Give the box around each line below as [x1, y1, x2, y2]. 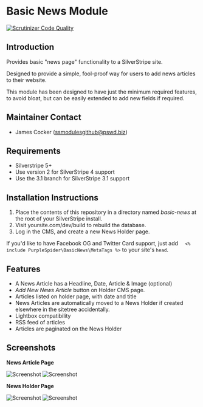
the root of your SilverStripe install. [15, 215, 103, 222]
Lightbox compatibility [15, 312, 71, 320]
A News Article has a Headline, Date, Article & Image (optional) [15, 280, 173, 287]
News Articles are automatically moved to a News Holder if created [15, 299, 184, 306]
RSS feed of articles [15, 319, 66, 326]
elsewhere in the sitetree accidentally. [15, 306, 111, 313]
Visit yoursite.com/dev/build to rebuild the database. [15, 222, 146, 229]
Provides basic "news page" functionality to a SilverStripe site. [6, 58, 163, 65]
